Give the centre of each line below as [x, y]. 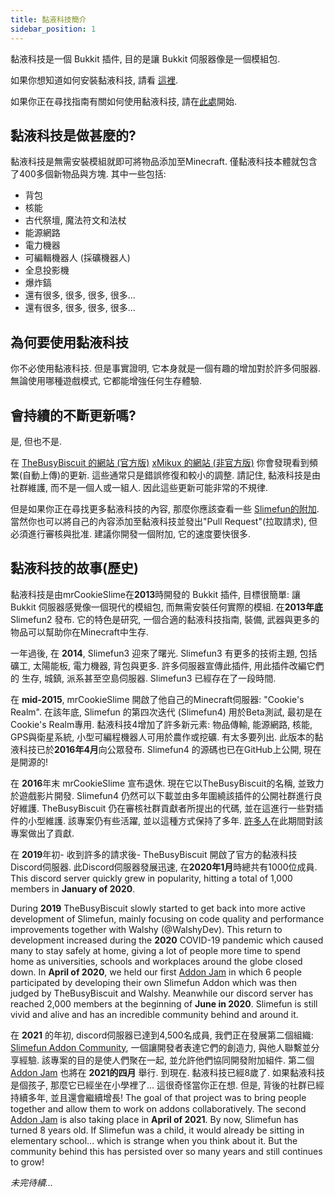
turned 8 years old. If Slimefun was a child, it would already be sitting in [157, 1130]
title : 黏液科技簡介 [48, 19]
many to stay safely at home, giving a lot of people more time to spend [155, 950]
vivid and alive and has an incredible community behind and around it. [154, 1014]
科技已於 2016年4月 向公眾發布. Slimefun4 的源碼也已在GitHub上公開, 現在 [170, 749]
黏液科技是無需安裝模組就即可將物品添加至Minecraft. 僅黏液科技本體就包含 [164, 162]
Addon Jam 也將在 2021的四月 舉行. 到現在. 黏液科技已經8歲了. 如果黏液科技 [168, 1072]
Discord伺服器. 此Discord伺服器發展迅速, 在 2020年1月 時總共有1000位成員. [164, 867]
